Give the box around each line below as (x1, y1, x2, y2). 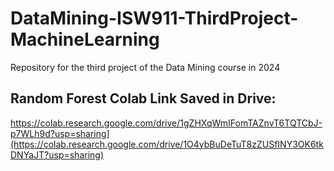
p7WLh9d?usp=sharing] (10, 127, 110, 139)
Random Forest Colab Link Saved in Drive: (10, 90, 277, 107)
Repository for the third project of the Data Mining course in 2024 (10, 61, 281, 73)
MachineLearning (10, 28, 160, 51)
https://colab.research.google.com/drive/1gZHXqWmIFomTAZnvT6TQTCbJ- (10, 117, 323, 129)
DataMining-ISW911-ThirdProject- (10, 7, 299, 30)
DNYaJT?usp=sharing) (10, 148, 105, 161)
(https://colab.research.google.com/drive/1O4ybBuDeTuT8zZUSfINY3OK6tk (10, 138, 324, 150)
